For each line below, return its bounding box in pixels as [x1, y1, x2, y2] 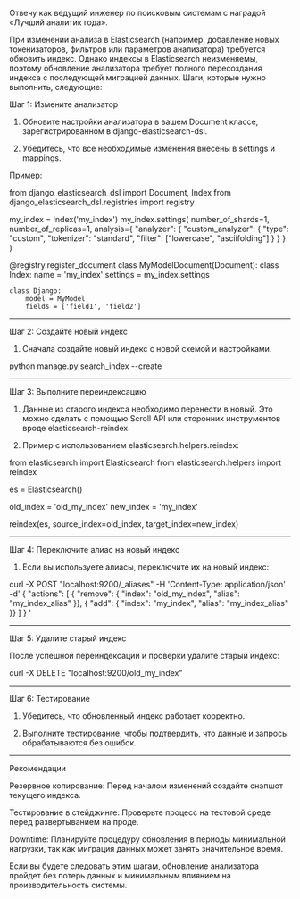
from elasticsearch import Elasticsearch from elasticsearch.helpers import [9, 457, 282, 468]
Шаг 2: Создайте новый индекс [9, 326, 128, 337]
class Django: [9, 287, 62, 296]
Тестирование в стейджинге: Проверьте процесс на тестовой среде [9, 807, 271, 818]
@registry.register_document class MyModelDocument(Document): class [9, 260, 279, 271]
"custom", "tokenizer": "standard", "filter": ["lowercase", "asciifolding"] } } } [9, 233, 287, 244]
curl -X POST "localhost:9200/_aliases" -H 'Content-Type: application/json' [9, 579, 286, 589]
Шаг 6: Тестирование [9, 694, 91, 703]
